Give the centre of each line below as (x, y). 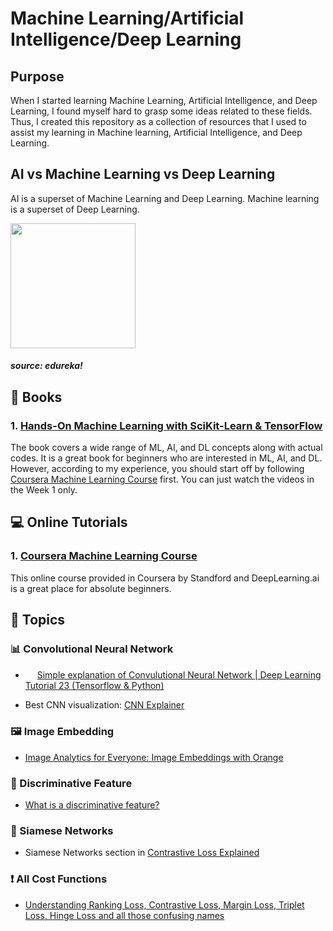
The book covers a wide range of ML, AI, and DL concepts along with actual (166, 448)
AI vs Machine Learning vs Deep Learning (143, 174)
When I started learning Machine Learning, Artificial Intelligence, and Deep (164, 100)
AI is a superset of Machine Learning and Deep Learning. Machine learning (165, 198)
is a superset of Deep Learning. (75, 209)
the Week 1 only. (44, 490)
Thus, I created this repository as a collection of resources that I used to (158, 121)
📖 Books (36, 397)
